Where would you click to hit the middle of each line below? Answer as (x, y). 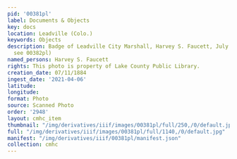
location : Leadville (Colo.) (50, 33)
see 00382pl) (33, 53)
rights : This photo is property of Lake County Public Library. (104, 66)
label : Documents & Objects (49, 20)
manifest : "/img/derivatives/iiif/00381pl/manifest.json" (94, 138)
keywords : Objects (34, 40)
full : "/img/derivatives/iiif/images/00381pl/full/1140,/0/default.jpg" (116, 132)
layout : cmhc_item (34, 118)
